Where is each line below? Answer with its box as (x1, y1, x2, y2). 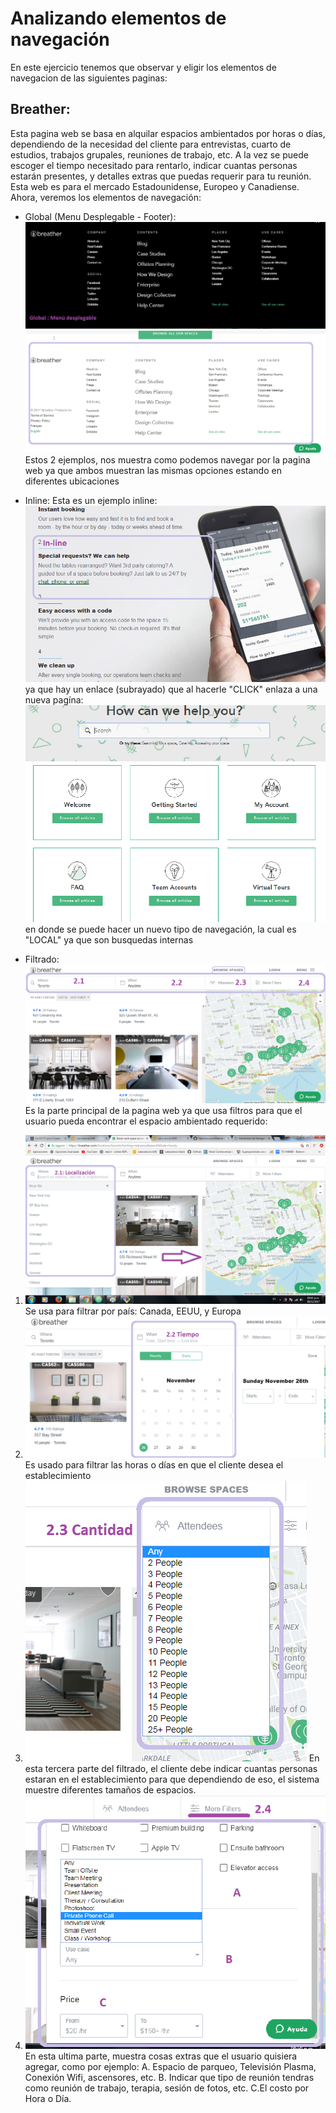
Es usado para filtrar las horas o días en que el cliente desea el (24, 1458, 284, 1471)
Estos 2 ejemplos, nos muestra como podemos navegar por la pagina (24, 454, 311, 466)
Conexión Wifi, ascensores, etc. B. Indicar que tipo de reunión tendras (24, 2071, 315, 2083)
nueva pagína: (24, 693, 84, 706)
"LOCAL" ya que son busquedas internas (24, 933, 194, 946)
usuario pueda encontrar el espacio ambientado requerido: (24, 1115, 268, 1127)
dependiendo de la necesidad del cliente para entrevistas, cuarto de (10, 138, 292, 150)
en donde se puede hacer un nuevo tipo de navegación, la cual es (24, 923, 297, 935)
